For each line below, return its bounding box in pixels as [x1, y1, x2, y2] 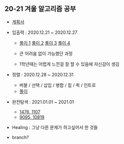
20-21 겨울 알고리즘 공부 [4, 4, 76, 13]
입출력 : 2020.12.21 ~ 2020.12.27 [11, 29, 78, 35]
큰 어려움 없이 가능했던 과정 [19, 50, 73, 56]
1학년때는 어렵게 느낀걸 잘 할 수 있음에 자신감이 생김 [19, 61, 120, 67]
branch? [11, 134, 29, 140]
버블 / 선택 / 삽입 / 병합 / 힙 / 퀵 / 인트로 [19, 82, 96, 88]
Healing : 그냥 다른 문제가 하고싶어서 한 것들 [11, 124, 98, 130]
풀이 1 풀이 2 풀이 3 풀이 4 [19, 40, 71, 46]
